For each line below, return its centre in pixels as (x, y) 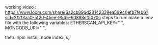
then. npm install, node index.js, (37, 37)
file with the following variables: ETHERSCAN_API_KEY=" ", (65, 22)
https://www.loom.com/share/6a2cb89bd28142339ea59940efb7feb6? (77, 12)
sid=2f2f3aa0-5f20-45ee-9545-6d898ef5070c (53, 17)
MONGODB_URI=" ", (26, 28)
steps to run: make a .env (127, 17)
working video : (21, 7)
